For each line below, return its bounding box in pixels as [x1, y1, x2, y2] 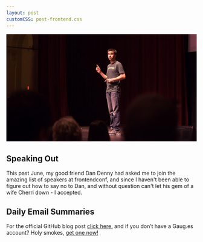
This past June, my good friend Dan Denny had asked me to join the [6, 170, 176, 177]
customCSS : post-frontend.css [6, 16, 83, 22]
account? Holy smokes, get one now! [6, 229, 98, 236]
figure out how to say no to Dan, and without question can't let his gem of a [6, 183, 194, 190]
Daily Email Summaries [6, 206, 95, 217]
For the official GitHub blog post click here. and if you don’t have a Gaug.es [6, 222, 193, 230]
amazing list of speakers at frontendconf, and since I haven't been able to [6, 176, 190, 183]
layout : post [6, 10, 39, 16]
